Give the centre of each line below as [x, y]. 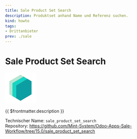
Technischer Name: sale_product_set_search [51, 120]
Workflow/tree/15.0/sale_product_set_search [50, 131]
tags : [11, 26]
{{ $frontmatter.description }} [35, 111]
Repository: [17, 126]
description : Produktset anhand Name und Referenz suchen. [67, 16]
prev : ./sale [18, 36]
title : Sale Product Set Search [38, 10]
